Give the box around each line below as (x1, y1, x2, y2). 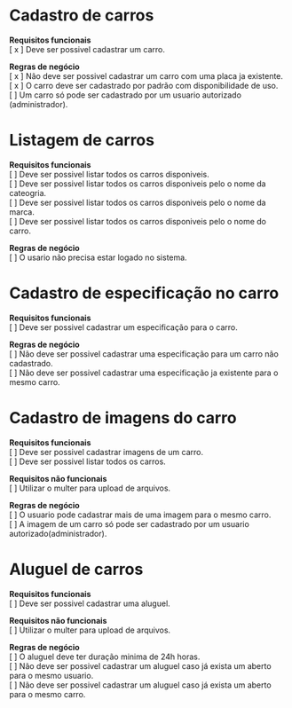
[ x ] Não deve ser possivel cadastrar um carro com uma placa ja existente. (9, 70, 284, 81)
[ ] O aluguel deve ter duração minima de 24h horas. (9, 651, 201, 662)
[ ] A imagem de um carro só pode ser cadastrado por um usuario (9, 518, 250, 529)
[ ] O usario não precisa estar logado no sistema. (9, 252, 188, 263)
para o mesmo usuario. (9, 670, 94, 680)
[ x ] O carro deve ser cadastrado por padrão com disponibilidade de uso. (9, 80, 279, 90)
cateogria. (9, 187, 47, 198)
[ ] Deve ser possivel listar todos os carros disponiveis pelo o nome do (9, 216, 266, 226)
